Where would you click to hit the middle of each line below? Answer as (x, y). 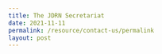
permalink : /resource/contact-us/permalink (81, 30)
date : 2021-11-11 (37, 23)
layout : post (30, 38)
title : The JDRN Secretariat (56, 15)
